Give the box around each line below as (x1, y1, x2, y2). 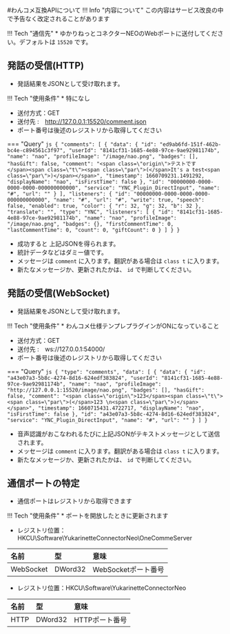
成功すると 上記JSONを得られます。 (17, 240, 120, 248)
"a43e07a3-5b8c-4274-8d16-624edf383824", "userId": (7, 374, 158, 381)
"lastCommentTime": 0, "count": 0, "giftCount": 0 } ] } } (7, 226, 180, 233)
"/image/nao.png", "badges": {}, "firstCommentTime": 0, (7, 220, 174, 227)
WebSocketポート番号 (92, 565, 165, 575)
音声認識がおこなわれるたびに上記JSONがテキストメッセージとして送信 (17, 430, 220, 438)
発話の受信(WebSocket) (7, 288, 110, 299)
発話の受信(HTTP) (7, 60, 85, 72)
